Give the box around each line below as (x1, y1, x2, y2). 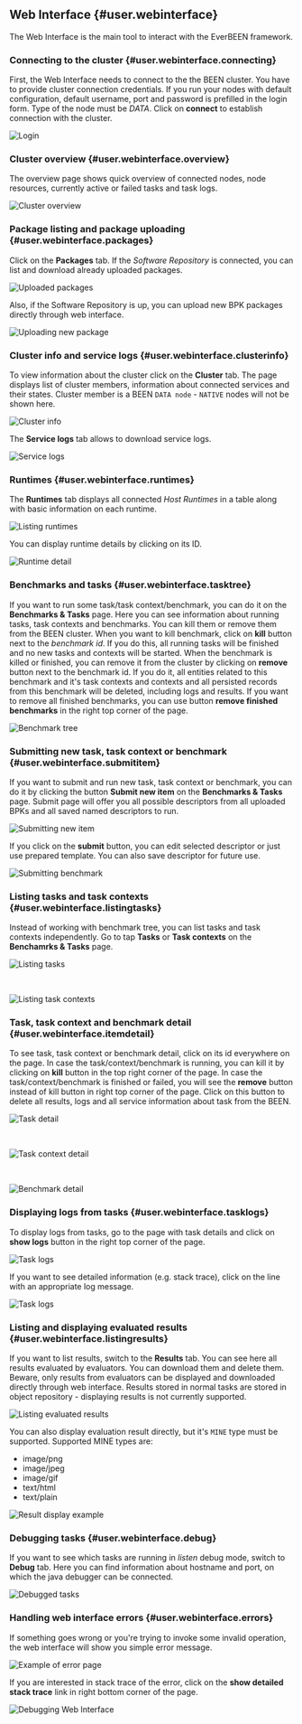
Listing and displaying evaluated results (9, 1321, 188, 1334)
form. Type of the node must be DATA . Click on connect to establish (9, 103, 263, 114)
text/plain (22, 1492, 59, 1503)
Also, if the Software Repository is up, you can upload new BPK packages (9, 299, 283, 310)
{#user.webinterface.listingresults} (9, 1332, 169, 1345)
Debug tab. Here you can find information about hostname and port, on (9, 1562, 275, 1573)
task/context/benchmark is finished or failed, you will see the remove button (9, 1077, 294, 1088)
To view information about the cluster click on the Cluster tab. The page (9, 370, 278, 380)
